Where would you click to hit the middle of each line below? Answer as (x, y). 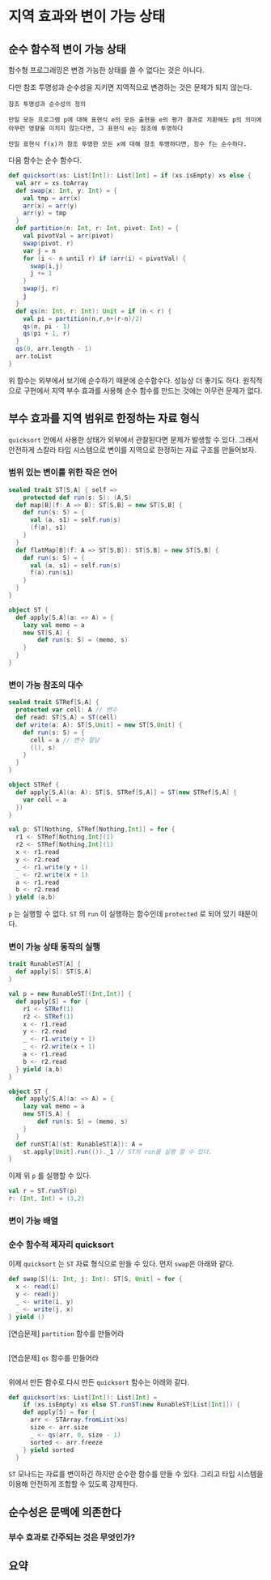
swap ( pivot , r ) (49, 243)
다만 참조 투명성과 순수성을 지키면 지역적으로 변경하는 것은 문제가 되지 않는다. (130, 87)
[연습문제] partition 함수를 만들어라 (66, 1333)
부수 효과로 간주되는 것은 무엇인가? (72, 1537)
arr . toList (34, 357)
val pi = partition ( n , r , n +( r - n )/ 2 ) (83, 318)
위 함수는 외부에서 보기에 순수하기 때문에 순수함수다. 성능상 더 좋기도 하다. (125, 380)
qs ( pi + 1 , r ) (47, 334)
